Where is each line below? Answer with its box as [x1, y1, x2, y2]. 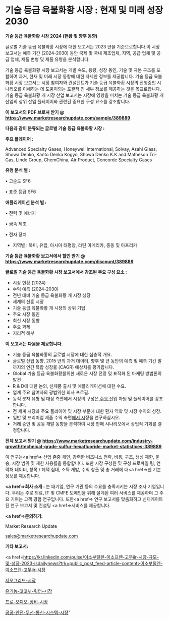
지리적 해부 [12, 330, 35, 336]
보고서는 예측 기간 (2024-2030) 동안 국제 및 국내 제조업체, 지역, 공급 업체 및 [5, 50, 155, 56]
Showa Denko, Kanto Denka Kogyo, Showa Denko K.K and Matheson [5, 151, 148, 157]
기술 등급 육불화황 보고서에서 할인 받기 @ [5, 253, 86, 259]
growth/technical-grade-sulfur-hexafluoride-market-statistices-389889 [5, 443, 162, 449]
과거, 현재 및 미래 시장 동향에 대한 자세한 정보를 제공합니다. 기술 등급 [18, 73, 153, 79]
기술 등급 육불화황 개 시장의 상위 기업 [12, 304, 86, 311]
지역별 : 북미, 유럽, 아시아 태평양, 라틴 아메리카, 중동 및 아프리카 [12, 242, 138, 248]
